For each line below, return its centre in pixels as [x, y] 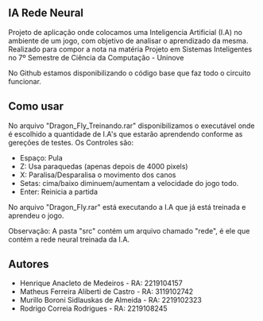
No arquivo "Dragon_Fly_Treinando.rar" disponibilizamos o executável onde [132, 126]
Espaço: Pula [41, 157]
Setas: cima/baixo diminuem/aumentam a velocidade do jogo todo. [129, 183]
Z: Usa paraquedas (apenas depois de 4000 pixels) [104, 166]
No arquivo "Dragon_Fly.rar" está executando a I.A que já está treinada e [127, 207]
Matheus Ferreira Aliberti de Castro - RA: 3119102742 [106, 292]
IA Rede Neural [46, 13]
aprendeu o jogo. [36, 215]
